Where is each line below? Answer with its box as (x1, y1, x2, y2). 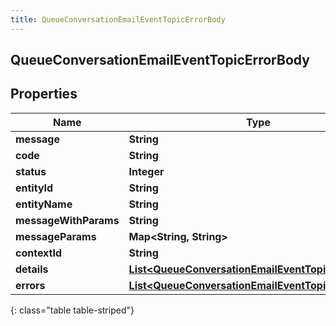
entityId (15, 181, 54, 195)
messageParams (15, 229, 97, 243)
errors (15, 278, 46, 292)
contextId (15, 246, 63, 260)
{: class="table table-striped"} (10, 304, 135, 316)
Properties (10, 86, 78, 103)
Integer (128, 164, 165, 178)
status (15, 164, 47, 178)
